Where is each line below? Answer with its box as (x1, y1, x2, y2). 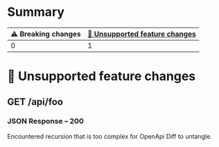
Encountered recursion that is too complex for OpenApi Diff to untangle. (7, 132, 213, 140)
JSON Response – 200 (7, 117, 85, 126)
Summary (7, 4, 64, 20)
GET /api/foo (7, 96, 64, 108)
